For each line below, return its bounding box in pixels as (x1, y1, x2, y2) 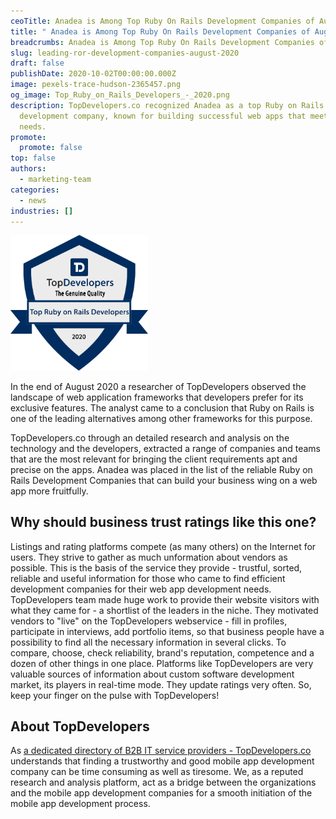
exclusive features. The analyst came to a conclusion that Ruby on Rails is (10, 401, 315, 414)
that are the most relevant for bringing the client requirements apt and (10, 453, 298, 465)
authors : (10, 164, 47, 174)
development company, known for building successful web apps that (19, 111, 307, 121)
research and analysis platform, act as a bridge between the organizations (10, 776, 317, 789)
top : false (10, 153, 56, 164)
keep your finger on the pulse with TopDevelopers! (10, 689, 220, 701)
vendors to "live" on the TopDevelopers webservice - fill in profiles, (10, 615, 288, 627)
